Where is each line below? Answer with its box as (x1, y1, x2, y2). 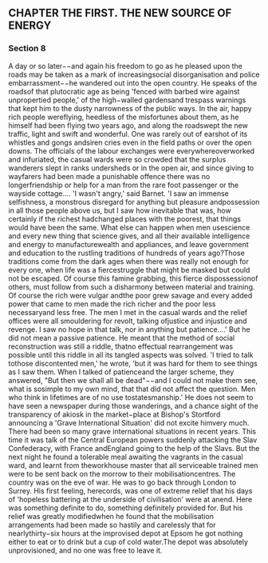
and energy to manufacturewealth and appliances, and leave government (8, 239, 249, 249)
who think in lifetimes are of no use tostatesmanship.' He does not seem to (8, 392, 254, 402)
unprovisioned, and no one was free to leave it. (8, 545, 163, 555)
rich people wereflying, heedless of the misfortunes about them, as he (8, 112, 239, 122)
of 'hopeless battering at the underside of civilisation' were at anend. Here (8, 494, 253, 504)
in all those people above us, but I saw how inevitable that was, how (8, 206, 231, 215)
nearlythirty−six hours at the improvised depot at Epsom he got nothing (8, 528, 243, 538)
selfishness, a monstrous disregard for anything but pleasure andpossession (8, 197, 260, 206)
